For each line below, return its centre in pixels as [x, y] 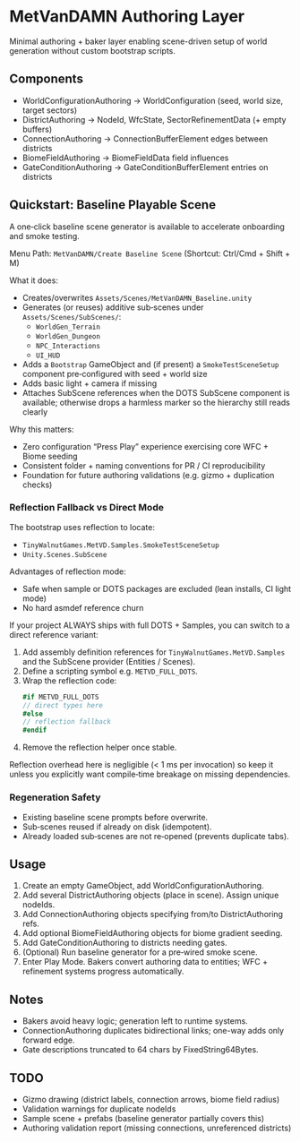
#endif [34, 730]
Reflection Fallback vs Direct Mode [86, 508]
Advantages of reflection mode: [68, 571]
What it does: [34, 280]
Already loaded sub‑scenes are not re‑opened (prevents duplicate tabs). [155, 836]
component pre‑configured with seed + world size [115, 374]
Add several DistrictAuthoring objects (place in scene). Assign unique [150, 895]
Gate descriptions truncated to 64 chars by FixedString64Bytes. [140, 1050]
